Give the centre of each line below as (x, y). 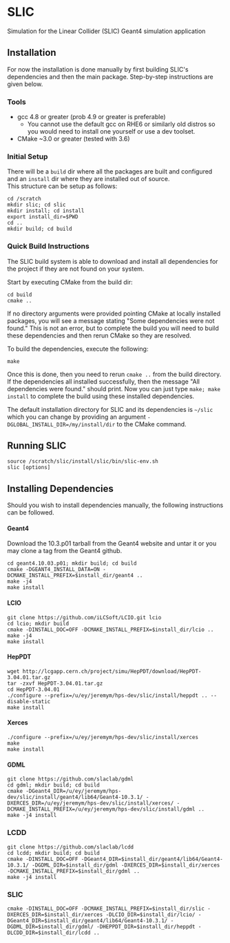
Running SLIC (37, 446)
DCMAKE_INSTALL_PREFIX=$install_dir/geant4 (71, 576)
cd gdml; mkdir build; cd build (53, 785)
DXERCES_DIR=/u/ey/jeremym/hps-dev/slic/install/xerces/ (91, 803)
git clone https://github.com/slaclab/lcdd (71, 847)
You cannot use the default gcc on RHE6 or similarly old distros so (121, 124)
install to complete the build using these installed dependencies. (101, 396)
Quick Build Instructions (48, 247)
